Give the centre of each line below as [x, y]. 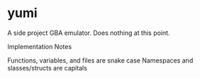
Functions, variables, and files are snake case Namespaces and [100, 60]
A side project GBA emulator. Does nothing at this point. [89, 33]
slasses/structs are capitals [47, 68]
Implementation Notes [40, 46]
